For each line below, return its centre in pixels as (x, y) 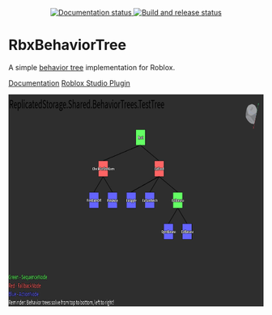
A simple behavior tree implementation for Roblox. (92, 67)
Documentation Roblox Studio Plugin (70, 83)
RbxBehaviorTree (68, 45)
